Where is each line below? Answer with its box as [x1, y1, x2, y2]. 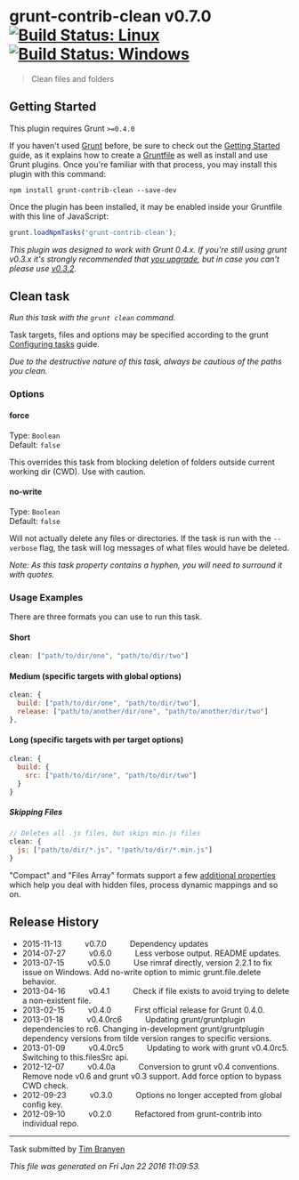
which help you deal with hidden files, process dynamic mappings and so [9, 879, 279, 890]
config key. [21, 1099, 64, 1110]
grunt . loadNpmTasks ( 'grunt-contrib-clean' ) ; [9, 228, 177, 237]
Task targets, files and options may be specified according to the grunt [9, 329, 269, 340]
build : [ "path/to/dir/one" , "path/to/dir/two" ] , [17, 699, 201, 708]
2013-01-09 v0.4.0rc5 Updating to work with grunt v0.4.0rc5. [21, 1042, 289, 1053]
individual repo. [21, 1118, 79, 1128]
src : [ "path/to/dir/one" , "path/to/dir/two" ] [25, 771, 198, 780]
